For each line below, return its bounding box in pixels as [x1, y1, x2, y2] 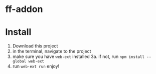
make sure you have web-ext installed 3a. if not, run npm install [12, 53, 144, 59]
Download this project [12, 43, 58, 49]
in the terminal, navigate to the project [12, 48, 91, 54]
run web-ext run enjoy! [12, 63, 60, 69]
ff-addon [5, 3, 43, 15]
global [12, 59, 27, 64]
